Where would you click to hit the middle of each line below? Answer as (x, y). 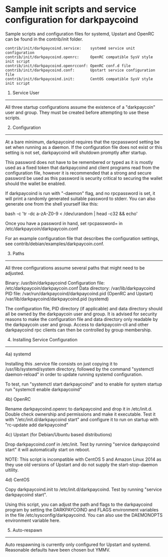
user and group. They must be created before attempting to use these (77, 112)
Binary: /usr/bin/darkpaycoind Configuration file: (55, 283)
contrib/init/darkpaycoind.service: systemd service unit (70, 48)
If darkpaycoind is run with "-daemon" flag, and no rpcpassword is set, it (80, 193)
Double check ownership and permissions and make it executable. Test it (80, 414)
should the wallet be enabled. (35, 183)
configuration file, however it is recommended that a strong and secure (78, 173)
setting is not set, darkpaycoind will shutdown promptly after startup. (76, 152)
